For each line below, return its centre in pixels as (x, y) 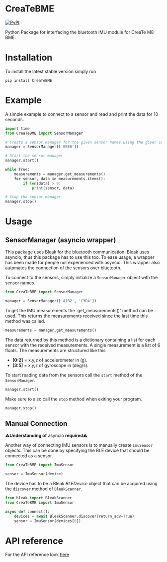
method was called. (25, 321)
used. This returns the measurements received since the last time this (77, 316)
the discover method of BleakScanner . (44, 489)
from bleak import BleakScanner (39, 498)
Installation (29, 58)
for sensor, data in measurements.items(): (60, 179)
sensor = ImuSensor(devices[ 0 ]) (47, 521)
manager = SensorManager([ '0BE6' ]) (42, 147)
